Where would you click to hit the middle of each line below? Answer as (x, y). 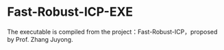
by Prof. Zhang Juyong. (40, 39)
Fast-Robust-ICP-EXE (70, 12)
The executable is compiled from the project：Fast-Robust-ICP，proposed (112, 32)
